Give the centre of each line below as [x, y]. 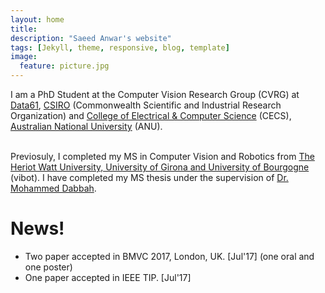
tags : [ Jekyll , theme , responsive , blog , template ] [120, 47]
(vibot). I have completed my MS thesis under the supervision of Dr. [149, 177]
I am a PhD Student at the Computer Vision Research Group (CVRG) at [155, 94]
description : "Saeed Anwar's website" [91, 38]
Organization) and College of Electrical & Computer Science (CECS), [151, 115]
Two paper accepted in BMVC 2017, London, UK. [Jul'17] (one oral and [169, 256]
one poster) [48, 267]
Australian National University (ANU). [86, 126]
